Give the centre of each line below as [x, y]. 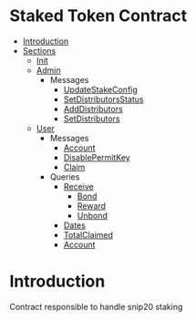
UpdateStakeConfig [101, 89]
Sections [39, 50]
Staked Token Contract [98, 16]
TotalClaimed [88, 234]
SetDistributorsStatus [103, 99]
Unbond [92, 215]
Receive [78, 186]
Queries [65, 176]
